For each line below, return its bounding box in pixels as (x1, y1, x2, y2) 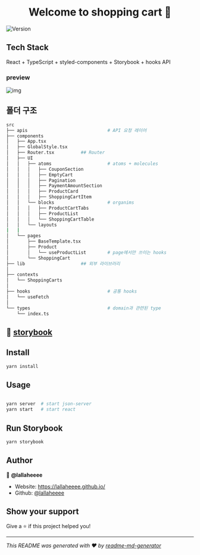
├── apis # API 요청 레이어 (6, 127, 147, 133)
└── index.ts (17, 311, 49, 317)
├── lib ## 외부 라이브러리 (6, 260, 120, 266)
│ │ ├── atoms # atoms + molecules (6, 161, 159, 167)
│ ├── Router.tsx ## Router (6, 149, 105, 156)
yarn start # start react (6, 406, 76, 413)
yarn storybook (6, 439, 44, 444)
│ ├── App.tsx (6, 139, 46, 145)
